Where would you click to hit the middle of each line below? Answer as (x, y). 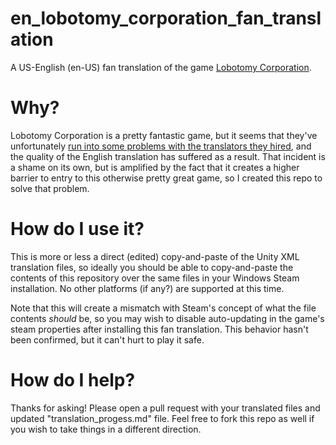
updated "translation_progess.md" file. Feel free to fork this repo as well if (162, 418)
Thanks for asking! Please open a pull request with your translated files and (165, 408)
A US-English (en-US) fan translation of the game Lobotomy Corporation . (161, 67)
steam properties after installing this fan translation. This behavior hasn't (159, 329)
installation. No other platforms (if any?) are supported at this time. (147, 288)
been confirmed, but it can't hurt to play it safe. (107, 339)
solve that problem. (50, 188)
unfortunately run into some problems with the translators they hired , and (161, 146)
